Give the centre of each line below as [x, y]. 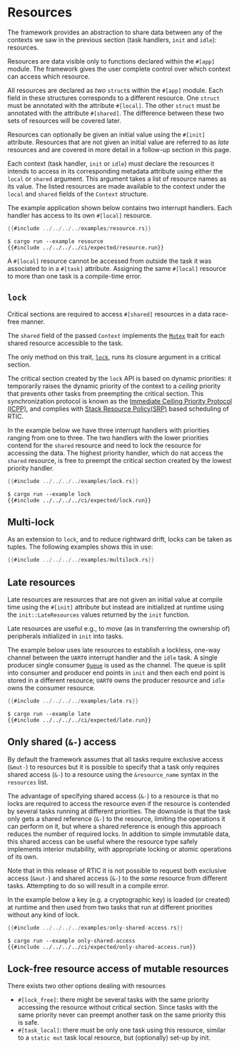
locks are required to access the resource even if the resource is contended [119, 803]
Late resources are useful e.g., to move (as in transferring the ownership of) [119, 628]
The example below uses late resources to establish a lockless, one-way [114, 650]
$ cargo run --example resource [55, 241]
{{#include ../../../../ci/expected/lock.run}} [80, 500]
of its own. [23, 856]
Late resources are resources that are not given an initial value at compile [115, 600]
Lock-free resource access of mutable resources [118, 969]
